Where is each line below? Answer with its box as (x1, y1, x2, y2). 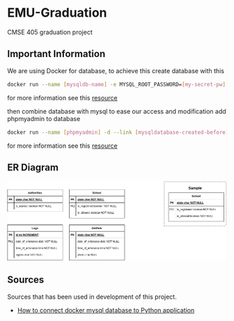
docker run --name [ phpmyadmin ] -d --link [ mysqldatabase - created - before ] (7, 129, 229, 136)
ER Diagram (7, 162, 59, 173)
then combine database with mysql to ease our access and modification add (7, 107, 226, 116)
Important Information (7, 48, 106, 60)
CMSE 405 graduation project (7, 28, 93, 36)
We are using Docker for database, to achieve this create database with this (7, 66, 225, 75)
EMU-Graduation (7, 5, 107, 21)
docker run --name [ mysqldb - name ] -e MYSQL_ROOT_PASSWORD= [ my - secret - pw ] (7, 81, 226, 88)
